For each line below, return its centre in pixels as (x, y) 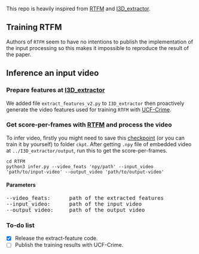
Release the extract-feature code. (56, 238)
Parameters (21, 185)
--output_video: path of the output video (76, 210)
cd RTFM (16, 161)
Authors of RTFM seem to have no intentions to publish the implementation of (99, 42)
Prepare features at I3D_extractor (56, 90)
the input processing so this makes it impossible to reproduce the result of (98, 48)
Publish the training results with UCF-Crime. (69, 245)
